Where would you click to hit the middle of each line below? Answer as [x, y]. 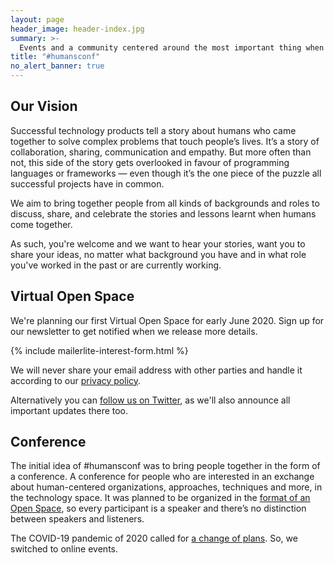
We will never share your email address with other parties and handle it [156, 370]
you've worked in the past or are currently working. [116, 265]
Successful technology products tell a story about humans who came [153, 130]
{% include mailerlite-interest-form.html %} [99, 350]
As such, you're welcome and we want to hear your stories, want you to [158, 243]
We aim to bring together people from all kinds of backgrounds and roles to [165, 203]
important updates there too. [69, 410]
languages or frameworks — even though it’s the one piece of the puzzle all [166, 173]
